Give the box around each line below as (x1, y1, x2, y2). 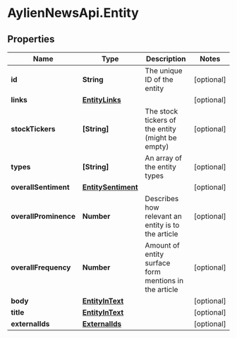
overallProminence (11, 212, 76, 221)
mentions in (145, 276, 184, 285)
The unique (145, 66, 183, 76)
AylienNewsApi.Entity (7, 5, 139, 21)
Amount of (145, 241, 180, 250)
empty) (145, 142, 169, 151)
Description (145, 54, 186, 64)
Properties (7, 33, 55, 45)
